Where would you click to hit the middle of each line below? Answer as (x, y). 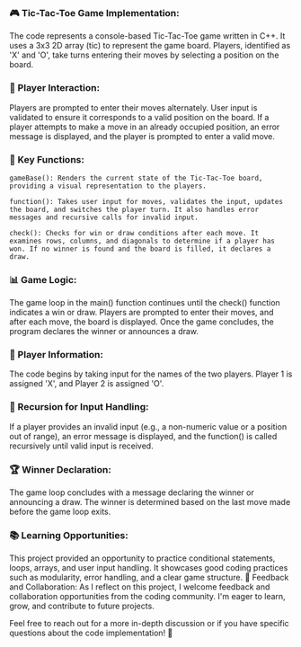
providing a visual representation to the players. (108, 186)
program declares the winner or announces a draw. (104, 332)
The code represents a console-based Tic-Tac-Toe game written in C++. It (147, 36)
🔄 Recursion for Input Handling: (79, 407)
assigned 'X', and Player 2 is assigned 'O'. (87, 384)
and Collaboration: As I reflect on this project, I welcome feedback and (140, 587)
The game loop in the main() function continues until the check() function (145, 303)
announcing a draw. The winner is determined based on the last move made (150, 502)
